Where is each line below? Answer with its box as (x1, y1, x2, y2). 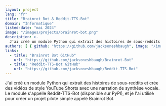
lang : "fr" (5, 12, 28, 17)
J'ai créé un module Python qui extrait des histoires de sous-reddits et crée (5, 80, 159, 86)
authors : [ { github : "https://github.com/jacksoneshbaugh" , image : (5, 44, 149, 49)
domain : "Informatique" (5, 21, 54, 26)
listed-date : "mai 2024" (5, 26, 56, 30)
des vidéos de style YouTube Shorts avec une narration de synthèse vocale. (5, 85, 160, 91)
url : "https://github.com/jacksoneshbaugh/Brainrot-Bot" (14, 57, 134, 62)
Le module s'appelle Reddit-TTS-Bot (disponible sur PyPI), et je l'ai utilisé (5, 90, 154, 96)
